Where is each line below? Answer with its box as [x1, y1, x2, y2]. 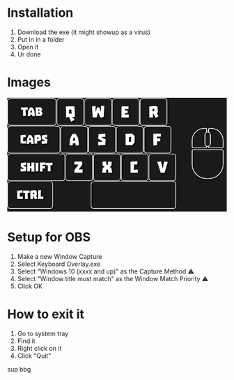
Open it [17, 42, 39, 51]
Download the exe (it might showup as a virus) [17, 28, 151, 36]
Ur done [17, 50, 41, 58]
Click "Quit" [17, 351, 52, 360]
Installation [7, 5, 74, 21]
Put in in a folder [17, 35, 65, 43]
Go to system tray [17, 329, 69, 338]
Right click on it [17, 344, 62, 352]
